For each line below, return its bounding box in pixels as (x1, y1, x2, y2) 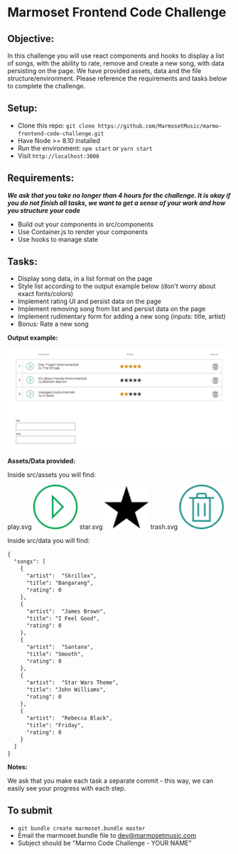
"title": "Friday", (26, 722, 84, 729)
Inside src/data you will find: (7, 536, 90, 544)
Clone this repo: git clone (17, 121, 95, 130)
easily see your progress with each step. (7, 784, 126, 792)
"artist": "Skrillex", (26, 572, 97, 579)
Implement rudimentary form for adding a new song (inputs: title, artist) (17, 312, 226, 321)
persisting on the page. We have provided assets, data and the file (7, 67, 202, 75)
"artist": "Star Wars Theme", (26, 679, 119, 686)
